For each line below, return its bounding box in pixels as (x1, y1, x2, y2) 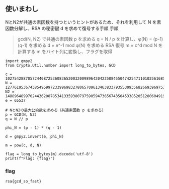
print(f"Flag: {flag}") (5, 156, 55, 161)
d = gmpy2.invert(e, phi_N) (5, 134, 64, 139)
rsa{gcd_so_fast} (5, 179, 42, 184)
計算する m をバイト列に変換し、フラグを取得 (17, 48, 112, 54)
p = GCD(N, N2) (5, 112, 37, 117)
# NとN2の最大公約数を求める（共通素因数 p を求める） (5, 107, 106, 113)
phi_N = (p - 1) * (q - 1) (5, 125, 62, 130)
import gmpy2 (5, 58, 33, 64)
